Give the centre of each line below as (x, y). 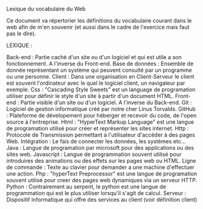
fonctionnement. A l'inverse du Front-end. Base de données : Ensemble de (100, 64)
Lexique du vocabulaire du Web (46, 9)
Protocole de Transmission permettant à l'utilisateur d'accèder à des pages (101, 135)
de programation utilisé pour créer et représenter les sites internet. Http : (98, 128)
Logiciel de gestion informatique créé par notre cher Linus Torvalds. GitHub (101, 109)
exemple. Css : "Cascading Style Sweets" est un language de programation (101, 90)
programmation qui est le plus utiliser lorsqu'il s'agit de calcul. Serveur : (96, 193)
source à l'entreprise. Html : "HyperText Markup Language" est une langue (100, 122)
